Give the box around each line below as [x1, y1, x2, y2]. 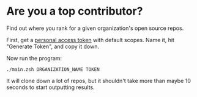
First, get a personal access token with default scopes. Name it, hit [6, 36, 174, 43]
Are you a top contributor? [6, 4, 143, 18]
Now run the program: [6, 54, 62, 62]
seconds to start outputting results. [6, 84, 95, 91]
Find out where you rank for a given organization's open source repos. [6, 24, 184, 32]
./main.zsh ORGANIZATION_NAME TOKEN [6, 66, 100, 73]
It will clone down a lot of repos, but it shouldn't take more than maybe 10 [6, 77, 191, 84]
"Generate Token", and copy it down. [6, 43, 100, 50]
